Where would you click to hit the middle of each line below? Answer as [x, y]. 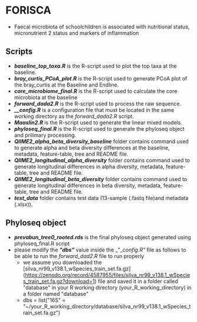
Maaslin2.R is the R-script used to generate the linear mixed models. [98, 123]
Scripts [19, 52]
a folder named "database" [56, 294]
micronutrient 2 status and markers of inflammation [76, 33]
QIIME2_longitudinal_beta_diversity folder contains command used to [101, 179]
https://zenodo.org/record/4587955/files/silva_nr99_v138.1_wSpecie [108, 275]
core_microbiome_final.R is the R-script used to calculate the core [96, 91]
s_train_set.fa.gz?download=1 [59, 281]
